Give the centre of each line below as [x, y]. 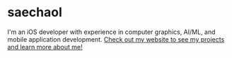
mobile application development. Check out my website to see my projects [116, 39]
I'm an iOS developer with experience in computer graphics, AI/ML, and [111, 32]
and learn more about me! [45, 47]
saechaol [35, 12]
